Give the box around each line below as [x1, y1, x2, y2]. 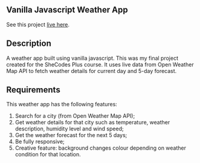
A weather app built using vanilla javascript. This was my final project [6, 54, 178, 62]
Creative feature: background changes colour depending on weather [15, 144, 186, 152]
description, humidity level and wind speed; [15, 125, 124, 132]
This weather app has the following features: [6, 101, 118, 108]
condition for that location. [15, 151, 82, 158]
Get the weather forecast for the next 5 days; [15, 132, 127, 139]
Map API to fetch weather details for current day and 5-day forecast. [6, 67, 177, 74]
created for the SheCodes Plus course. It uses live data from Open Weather [6, 60, 195, 68]
